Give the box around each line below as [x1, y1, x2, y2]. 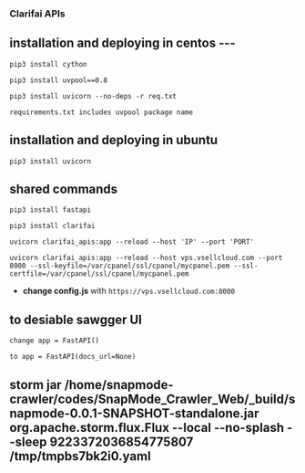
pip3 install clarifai [9, 222, 96, 231]
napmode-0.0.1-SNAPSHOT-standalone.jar [9, 405, 259, 421]
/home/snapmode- [64, 377, 175, 393]
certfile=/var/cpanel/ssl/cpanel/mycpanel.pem [9, 269, 189, 279]
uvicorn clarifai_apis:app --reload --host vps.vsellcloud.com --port [9, 254, 283, 263]
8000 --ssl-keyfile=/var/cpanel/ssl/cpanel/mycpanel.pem [9, 261, 230, 271]
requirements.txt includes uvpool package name [9, 108, 194, 117]
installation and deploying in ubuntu [9, 132, 219, 148]
